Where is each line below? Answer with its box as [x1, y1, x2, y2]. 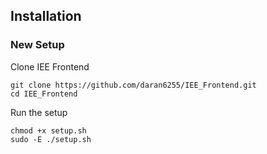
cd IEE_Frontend [10, 89, 78, 99]
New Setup [10, 38, 65, 52]
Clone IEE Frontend [10, 60, 90, 73]
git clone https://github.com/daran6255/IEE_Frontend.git [10, 80, 257, 90]
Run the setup [10, 106, 68, 118]
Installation [10, 8, 82, 25]
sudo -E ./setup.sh [10, 134, 92, 144]
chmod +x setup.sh [10, 125, 87, 136]
